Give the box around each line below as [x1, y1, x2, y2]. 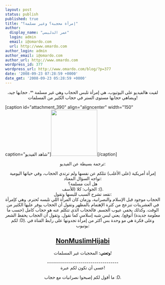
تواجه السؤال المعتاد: [64, 175, 102, 181]
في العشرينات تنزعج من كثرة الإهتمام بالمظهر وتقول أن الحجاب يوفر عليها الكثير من [6, 201, 159, 207]
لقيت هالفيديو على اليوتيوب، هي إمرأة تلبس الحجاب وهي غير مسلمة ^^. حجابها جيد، [7, 89, 159, 95]
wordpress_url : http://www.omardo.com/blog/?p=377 [5, 67, 111, 72]
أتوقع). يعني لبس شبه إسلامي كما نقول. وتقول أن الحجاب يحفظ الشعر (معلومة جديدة [5, 212, 161, 218]
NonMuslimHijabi [56, 237, 110, 245]
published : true [5, 16, 38, 21]
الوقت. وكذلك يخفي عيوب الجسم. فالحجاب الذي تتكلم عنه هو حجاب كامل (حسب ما [6, 207, 159, 213]
